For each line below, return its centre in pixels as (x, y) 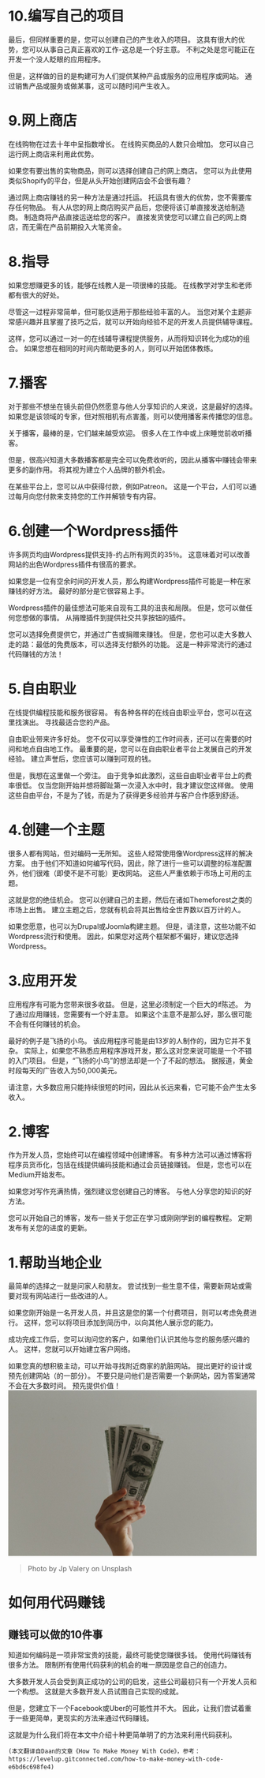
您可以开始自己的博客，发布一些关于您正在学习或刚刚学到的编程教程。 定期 (130, 1218)
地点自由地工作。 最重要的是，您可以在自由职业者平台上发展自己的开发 (137, 749)
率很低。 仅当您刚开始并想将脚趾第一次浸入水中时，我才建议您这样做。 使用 (131, 785)
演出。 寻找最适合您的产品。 (68, 722)
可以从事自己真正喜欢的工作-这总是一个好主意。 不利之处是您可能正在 (142, 49)
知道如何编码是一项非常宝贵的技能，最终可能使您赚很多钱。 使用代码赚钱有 (130, 1655)
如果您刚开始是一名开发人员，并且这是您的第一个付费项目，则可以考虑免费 (129, 1313)
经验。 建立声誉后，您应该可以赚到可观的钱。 (82, 758)
